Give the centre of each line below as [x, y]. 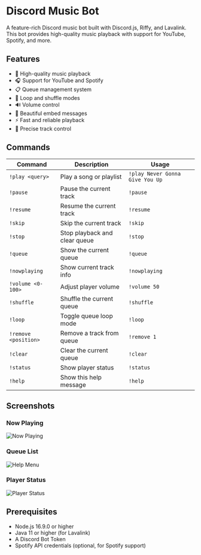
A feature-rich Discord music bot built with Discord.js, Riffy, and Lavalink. [96, 28]
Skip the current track [91, 223]
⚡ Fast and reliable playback [50, 120]
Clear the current [84, 350]
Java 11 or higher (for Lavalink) [53, 533]
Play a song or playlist [91, 177]
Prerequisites [32, 512]
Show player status [87, 368]
